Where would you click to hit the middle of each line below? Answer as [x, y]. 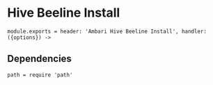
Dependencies [39, 59]
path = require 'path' [40, 75]
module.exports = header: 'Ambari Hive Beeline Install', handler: [107, 31]
